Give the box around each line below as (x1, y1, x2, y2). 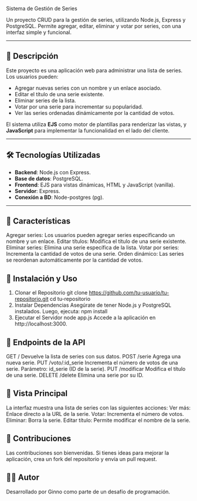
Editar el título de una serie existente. (14, 90, 104, 97)
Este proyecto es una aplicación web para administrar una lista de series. (6, 67, 183, 74)
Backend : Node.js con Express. (14, 168, 91, 175)
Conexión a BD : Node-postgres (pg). (14, 194, 104, 201)
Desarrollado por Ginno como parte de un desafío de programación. (6, 488, 171, 495)
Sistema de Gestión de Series (6, 5, 77, 12)
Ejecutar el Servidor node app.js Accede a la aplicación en (14, 314, 156, 321)
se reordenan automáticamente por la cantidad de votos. (6, 256, 143, 263)
